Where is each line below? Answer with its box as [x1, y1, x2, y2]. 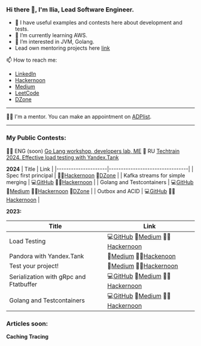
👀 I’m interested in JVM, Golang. [14, 38, 95, 46]
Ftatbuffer [9, 280, 38, 288]
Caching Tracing [6, 333, 49, 340]
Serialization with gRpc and [9, 273, 86, 281]
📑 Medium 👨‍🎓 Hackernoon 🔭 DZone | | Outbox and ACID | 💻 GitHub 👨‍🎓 [6, 187, 176, 194]
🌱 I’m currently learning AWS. [14, 32, 88, 39]
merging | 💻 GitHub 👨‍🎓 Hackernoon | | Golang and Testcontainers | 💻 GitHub [6, 178, 194, 185]
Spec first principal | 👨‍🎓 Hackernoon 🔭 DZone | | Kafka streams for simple [6, 172, 185, 179]
